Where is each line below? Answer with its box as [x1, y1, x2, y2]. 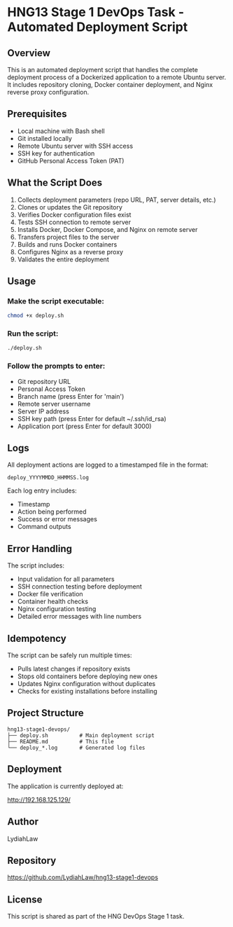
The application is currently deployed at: [7, 782, 124, 790]
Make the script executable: [7, 296, 105, 305]
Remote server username [17, 399, 91, 408]
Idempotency [7, 632, 66, 645]
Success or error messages [17, 515, 98, 523]
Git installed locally [17, 134, 72, 142]
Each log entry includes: [7, 486, 77, 495]
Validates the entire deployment [17, 255, 110, 263]
